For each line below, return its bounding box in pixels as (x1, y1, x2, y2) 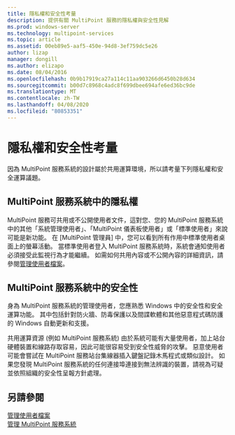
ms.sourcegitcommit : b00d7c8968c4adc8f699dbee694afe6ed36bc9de (7, 82, 196, 89)
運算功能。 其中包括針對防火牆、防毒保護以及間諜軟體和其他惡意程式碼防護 (7, 311, 224, 319)
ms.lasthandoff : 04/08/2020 (7, 101, 90, 108)
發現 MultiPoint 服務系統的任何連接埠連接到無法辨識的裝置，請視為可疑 (19, 360, 224, 369)
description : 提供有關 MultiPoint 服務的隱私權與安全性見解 (7, 17, 169, 24)
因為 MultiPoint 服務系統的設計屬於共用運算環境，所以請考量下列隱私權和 (7, 164, 218, 173)
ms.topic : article (7, 36, 61, 43)
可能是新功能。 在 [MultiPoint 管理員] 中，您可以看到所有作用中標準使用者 (7, 233, 219, 241)
